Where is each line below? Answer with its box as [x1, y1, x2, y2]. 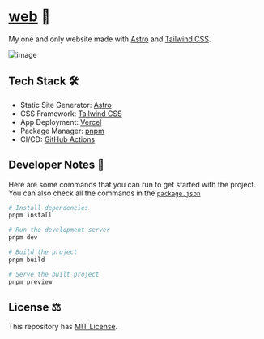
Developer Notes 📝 [8, 158, 105, 172]
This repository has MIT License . [8, 322, 118, 332]
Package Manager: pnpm [19, 126, 105, 135]
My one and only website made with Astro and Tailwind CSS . [8, 34, 211, 44]
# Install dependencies [8, 204, 89, 212]
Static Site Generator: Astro [19, 100, 112, 109]
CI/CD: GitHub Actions [19, 134, 96, 144]
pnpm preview [8, 277, 53, 286]
